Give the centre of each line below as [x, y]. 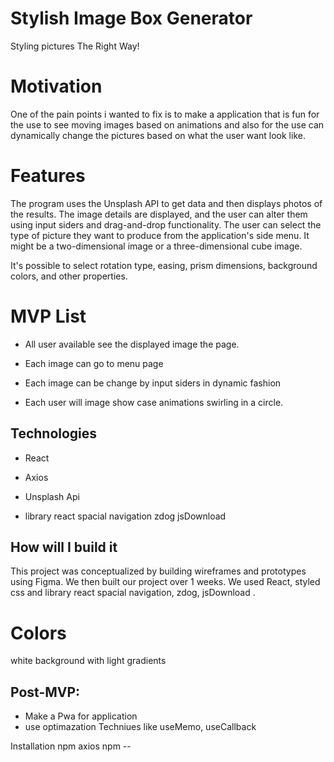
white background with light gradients [88, 661]
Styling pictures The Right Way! [75, 46]
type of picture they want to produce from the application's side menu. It [160, 235]
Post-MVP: [45, 692]
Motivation [56, 86]
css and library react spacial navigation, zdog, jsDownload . [133, 593]
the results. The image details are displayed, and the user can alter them [159, 214]
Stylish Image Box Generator [131, 18]
